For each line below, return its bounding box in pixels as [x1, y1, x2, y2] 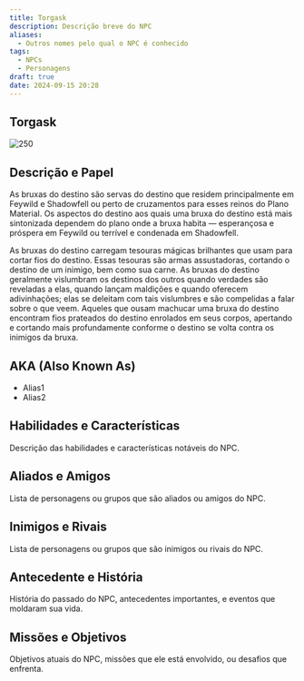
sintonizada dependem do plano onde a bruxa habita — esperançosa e [9, 218, 275, 229]
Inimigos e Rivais [9, 519, 107, 535]
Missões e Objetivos [9, 629, 127, 645]
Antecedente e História [9, 569, 143, 585]
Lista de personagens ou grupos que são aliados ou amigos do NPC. [9, 492, 266, 504]
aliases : [9, 30, 43, 39]
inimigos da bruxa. [9, 332, 79, 343]
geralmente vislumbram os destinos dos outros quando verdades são [9, 274, 269, 285]
